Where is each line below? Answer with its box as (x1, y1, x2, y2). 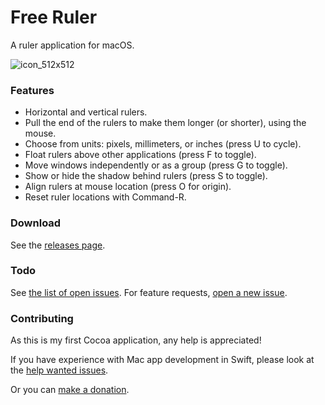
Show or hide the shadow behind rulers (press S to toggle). (24, 170, 268, 182)
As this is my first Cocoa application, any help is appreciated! (10, 334, 262, 346)
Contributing (10, 311, 74, 325)
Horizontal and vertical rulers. (24, 106, 148, 118)
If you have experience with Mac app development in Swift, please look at (10, 354, 315, 366)
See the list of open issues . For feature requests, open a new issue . (10, 286, 288, 298)
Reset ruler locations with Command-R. (24, 191, 187, 203)
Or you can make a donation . (10, 384, 130, 396)
